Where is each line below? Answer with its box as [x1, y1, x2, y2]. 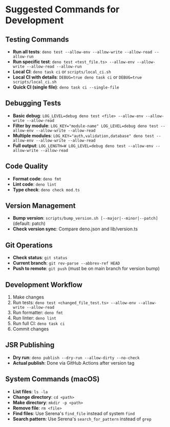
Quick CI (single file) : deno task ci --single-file [12, 84, 119, 90]
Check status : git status [12, 255, 68, 261]
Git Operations [5, 241, 53, 250]
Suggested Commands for [5, 4, 120, 15]
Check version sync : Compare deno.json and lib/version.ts [12, 226, 138, 232]
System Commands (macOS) [5, 375, 100, 384]
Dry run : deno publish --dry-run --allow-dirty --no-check [12, 354, 140, 361]
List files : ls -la [12, 388, 48, 395]
